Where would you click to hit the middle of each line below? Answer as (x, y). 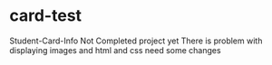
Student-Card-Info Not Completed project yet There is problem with (136, 41)
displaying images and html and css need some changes (115, 50)
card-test (46, 16)
